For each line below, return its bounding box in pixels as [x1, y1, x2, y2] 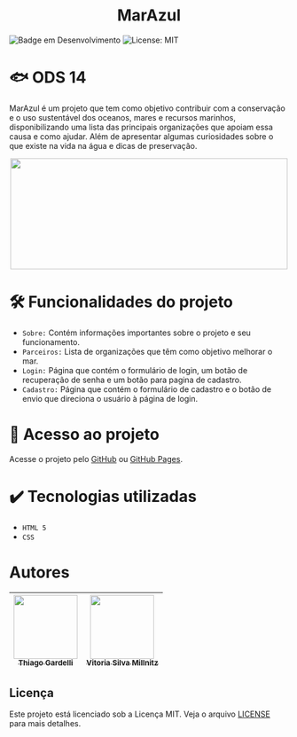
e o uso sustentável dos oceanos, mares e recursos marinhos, [9, 112, 237, 122]
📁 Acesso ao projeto [9, 425, 160, 444]
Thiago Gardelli [18, 658, 74, 668]
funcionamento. [21, 336, 81, 347]
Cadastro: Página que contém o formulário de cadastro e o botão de [21, 383, 272, 395]
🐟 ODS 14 [9, 67, 87, 88]
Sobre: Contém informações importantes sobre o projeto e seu [21, 327, 251, 338]
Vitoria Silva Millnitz [86, 658, 159, 668]
